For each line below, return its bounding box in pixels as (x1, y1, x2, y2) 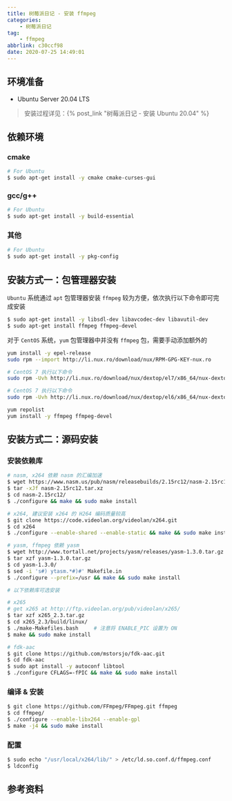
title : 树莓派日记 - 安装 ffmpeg (7, 10, 96, 17)
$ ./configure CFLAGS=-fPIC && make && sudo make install (7, 670, 177, 677)
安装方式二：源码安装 (7, 433, 98, 446)
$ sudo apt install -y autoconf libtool (7, 663, 126, 670)
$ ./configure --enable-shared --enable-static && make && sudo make (7, 529, 212, 536)
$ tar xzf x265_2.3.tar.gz (7, 612, 85, 619)
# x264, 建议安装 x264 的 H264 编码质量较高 (7, 510, 126, 517)
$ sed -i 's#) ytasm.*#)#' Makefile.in (7, 567, 122, 574)
